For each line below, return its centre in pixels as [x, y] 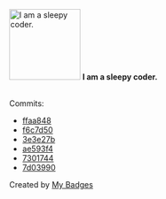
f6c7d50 [37, 130]
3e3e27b [39, 139]
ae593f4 [37, 149]
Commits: [27, 103]
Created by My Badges [51, 184]
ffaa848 [36, 120]
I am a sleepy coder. [120, 77]
